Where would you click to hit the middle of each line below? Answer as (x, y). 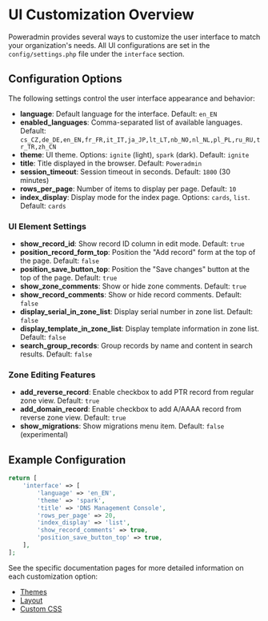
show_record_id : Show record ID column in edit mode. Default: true (132, 244)
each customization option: (53, 576)
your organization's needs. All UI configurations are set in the (109, 45)
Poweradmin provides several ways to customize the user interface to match (134, 37)
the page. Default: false (60, 261)
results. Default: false (56, 354)
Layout (31, 600)
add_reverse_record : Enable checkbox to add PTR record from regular (137, 392)
